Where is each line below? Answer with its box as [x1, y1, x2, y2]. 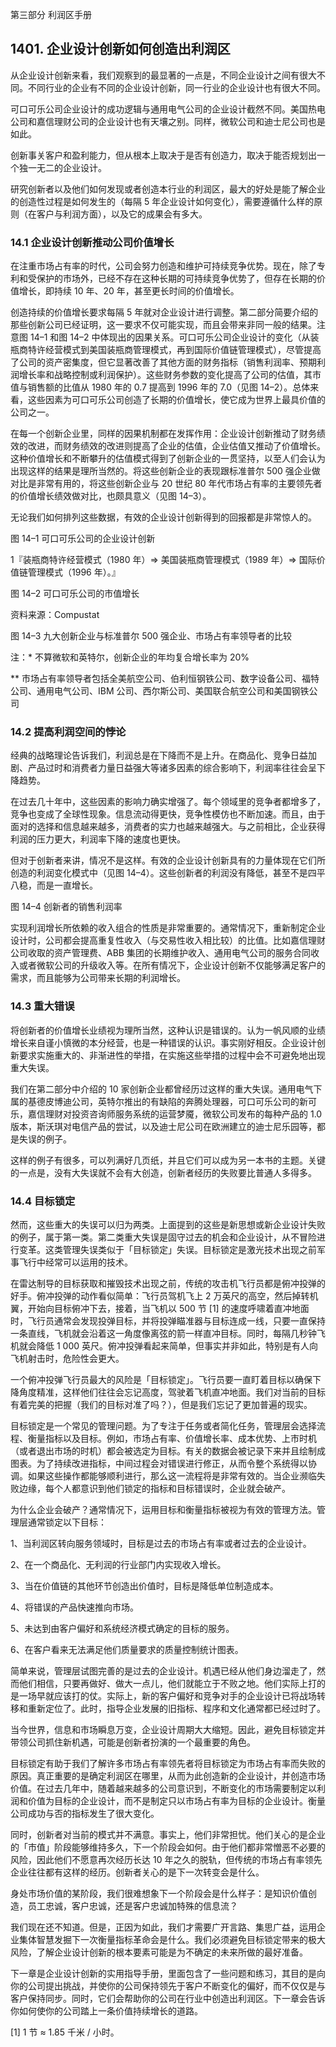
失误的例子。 [18, 1133, 72, 1145]
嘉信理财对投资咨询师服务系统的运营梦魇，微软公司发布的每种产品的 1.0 [27, 1108, 323, 1120]
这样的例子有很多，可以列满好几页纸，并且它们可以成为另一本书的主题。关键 [10, 1154, 326, 1166]
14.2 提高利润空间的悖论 [10, 725, 127, 739]
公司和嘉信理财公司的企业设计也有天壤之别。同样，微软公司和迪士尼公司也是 [10, 115, 326, 127]
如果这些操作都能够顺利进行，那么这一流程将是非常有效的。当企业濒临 [27, 1470, 317, 1482]
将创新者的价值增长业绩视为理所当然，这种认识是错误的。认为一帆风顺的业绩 [10, 1024, 326, 1036]
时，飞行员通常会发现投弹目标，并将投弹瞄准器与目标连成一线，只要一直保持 [10, 1315, 326, 1327]
